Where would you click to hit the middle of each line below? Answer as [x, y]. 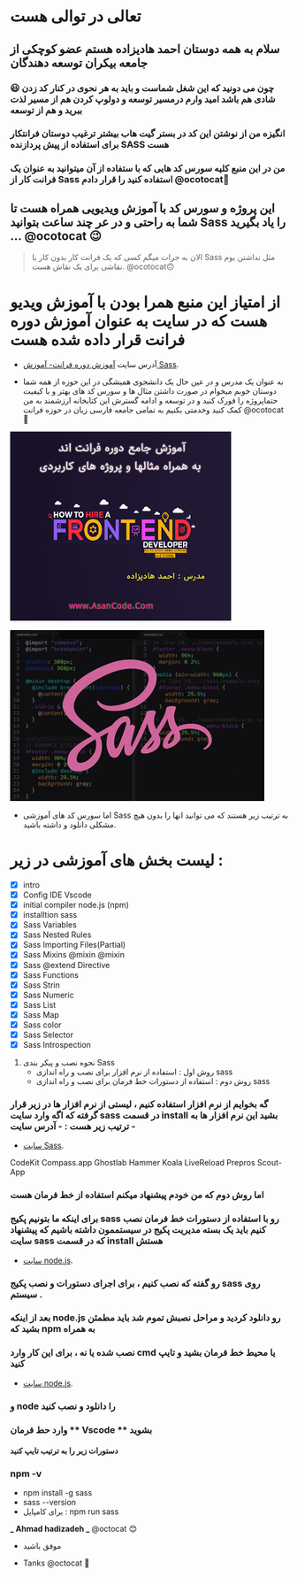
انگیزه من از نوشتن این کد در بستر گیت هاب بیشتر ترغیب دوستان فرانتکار [148, 134]
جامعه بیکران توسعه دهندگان [79, 62]
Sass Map [41, 1014]
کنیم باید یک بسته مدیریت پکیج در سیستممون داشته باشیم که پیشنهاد [138, 1230]
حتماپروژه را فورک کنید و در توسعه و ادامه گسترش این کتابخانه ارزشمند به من [150, 401]
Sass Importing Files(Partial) [74, 945]
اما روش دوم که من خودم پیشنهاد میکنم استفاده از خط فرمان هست [137, 1195]
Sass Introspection [57, 1045]
